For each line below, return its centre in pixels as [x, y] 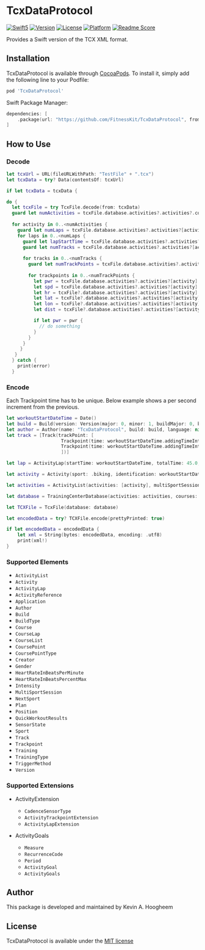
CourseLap [28, 634]
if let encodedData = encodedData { [53, 529]
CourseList [29, 641]
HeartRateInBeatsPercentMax [51, 680]
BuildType [28, 621]
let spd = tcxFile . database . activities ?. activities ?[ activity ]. [117, 287]
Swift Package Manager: [37, 103]
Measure [34, 848]
